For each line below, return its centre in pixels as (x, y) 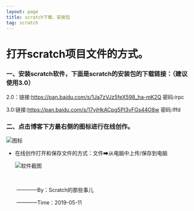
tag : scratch (22, 23)
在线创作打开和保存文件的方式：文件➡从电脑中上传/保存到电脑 (91, 153)
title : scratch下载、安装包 (38, 17)
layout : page (22, 12)
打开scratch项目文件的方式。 (77, 54)
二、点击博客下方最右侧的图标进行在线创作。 (70, 127)
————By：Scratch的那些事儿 (55, 190)
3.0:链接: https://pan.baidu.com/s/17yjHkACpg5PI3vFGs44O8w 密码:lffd (93, 109)
